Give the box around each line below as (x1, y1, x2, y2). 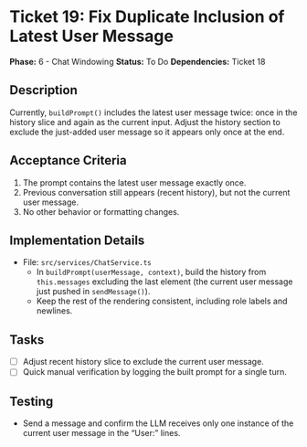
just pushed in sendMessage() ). (36, 286, 151, 297)
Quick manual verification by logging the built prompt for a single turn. (22, 367, 288, 378)
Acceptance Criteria (9, 153, 127, 168)
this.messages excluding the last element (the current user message (36, 276, 293, 287)
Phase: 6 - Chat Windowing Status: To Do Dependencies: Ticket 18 (9, 56, 266, 67)
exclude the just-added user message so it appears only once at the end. (9, 126, 285, 137)
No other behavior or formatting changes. (22, 206, 180, 217)
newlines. (36, 305, 73, 316)
